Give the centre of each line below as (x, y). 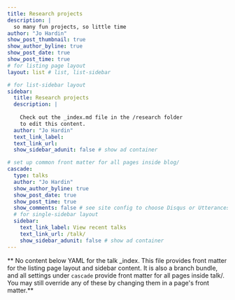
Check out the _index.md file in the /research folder (101, 117)
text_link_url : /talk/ (53, 234)
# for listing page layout (47, 66)
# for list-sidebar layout (47, 85)
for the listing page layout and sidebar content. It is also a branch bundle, (113, 268)
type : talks (31, 176)
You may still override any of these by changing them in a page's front (108, 283)
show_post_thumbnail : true (47, 40)
